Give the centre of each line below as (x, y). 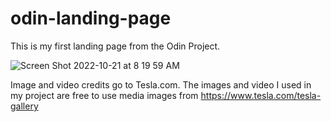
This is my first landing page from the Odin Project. (115, 46)
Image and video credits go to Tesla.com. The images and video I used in (161, 84)
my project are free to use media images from (104, 95)
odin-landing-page (91, 18)
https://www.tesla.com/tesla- (261, 95)
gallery (24, 106)
